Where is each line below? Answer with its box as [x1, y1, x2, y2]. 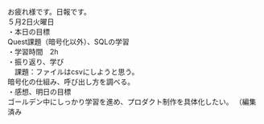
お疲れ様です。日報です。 [7, 7, 92, 16]
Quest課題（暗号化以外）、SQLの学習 [7, 37, 130, 46]
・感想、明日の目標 [7, 87, 72, 96]
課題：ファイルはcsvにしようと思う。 [14, 67, 139, 76]
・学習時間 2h [7, 47, 59, 56]
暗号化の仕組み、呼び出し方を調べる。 [7, 77, 134, 86]
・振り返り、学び [7, 57, 64, 66]
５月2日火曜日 [7, 17, 55, 26]
